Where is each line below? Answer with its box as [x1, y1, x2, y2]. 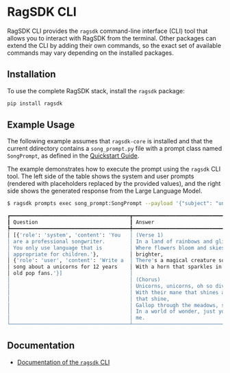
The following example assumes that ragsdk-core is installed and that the [7, 137, 214, 145]
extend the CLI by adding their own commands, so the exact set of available [7, 41, 221, 49]
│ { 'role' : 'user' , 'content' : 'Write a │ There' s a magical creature [7, 257, 216, 264]
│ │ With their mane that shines [7, 289, 219, 296]
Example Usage [7, 119, 75, 131]
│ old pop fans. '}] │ [7, 270, 133, 277]
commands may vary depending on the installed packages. [7, 49, 174, 57]
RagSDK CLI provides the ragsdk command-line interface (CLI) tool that [7, 27, 208, 35]
